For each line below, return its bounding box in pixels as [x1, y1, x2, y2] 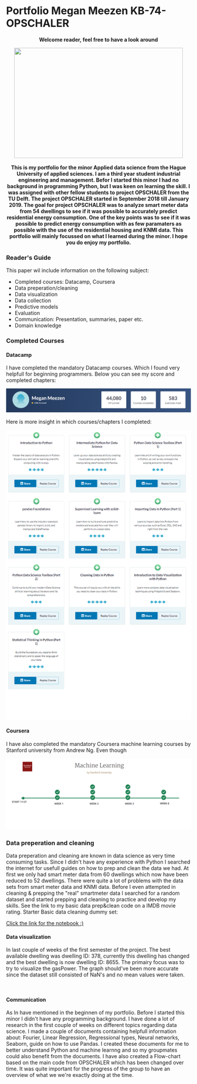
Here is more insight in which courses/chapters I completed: [6, 418, 152, 425]
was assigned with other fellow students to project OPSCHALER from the [8, 189, 189, 196]
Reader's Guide [6, 253, 52, 262]
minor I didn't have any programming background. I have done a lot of [6, 1015, 175, 1022]
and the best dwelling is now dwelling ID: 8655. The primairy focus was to [6, 959, 185, 966]
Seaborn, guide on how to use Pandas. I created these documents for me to [6, 1040, 189, 1048]
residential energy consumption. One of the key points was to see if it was [6, 213, 191, 221]
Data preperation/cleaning [14, 285, 78, 292]
